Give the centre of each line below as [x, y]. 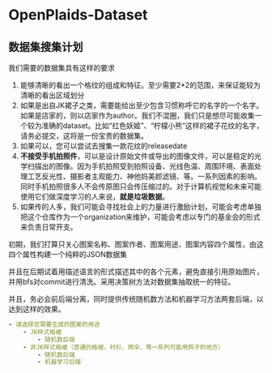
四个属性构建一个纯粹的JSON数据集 [68, 254]
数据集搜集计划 [46, 47]
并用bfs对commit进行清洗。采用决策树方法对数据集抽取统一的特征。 [122, 282]
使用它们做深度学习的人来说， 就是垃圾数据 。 [95, 197]
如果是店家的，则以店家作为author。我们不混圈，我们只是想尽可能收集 [137, 116]
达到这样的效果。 [37, 309]
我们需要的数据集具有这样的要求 [62, 68]
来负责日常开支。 [49, 227]
